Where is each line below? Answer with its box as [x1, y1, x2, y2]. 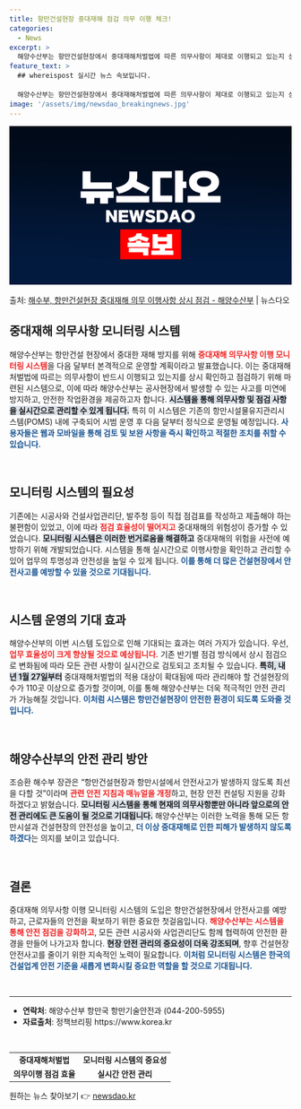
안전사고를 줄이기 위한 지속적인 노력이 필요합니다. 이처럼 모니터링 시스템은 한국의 [9, 949, 291, 960]
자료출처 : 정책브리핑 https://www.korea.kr [21, 1017, 173, 1027]
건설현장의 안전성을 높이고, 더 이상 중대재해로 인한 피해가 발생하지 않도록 [39, 821, 292, 833]
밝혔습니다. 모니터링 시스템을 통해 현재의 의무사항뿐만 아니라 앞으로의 [39, 799, 280, 810]
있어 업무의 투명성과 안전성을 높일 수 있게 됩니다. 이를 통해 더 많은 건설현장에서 [9, 555, 282, 566]
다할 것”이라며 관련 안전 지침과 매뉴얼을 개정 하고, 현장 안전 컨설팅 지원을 [18, 788, 270, 799]
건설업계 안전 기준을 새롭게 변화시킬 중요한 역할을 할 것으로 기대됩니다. [9, 960, 253, 972]
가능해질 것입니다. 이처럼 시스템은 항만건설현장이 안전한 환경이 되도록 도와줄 [18, 694, 282, 705]
